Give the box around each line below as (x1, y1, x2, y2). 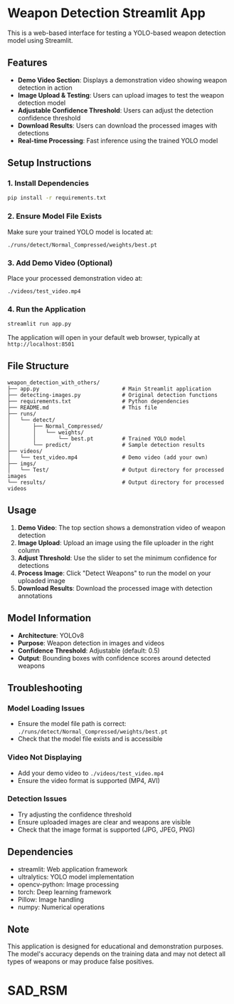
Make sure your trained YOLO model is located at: (7, 227, 154, 236)
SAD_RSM (7, 982, 68, 998)
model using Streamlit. (7, 36, 73, 44)
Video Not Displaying (7, 752, 83, 762)
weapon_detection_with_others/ (7, 379, 100, 386)
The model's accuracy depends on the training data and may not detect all (7, 950, 226, 958)
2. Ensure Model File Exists (7, 212, 102, 222)
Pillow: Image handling (17, 895, 84, 904)
